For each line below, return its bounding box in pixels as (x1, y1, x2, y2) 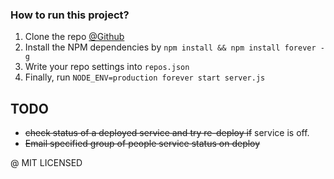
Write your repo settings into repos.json (24, 61, 190, 73)
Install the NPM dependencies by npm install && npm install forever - (24, 41, 325, 53)
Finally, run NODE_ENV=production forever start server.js (24, 71, 266, 83)
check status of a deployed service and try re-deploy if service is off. (24, 127, 310, 139)
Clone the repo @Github (24, 31, 125, 43)
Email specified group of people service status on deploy (24, 138, 261, 150)
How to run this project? (10, 8, 130, 22)
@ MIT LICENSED (10, 157, 83, 169)
